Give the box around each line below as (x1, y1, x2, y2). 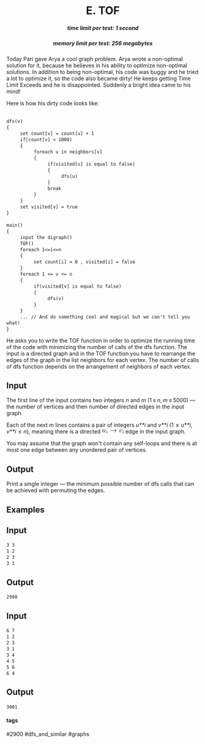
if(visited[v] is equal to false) (33, 283, 122, 289)
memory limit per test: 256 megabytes (53, 40, 153, 47)
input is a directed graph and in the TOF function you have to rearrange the (6, 350, 196, 357)
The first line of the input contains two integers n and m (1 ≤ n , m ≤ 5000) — (6, 397, 196, 404)
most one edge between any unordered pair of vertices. (6, 446, 147, 454)
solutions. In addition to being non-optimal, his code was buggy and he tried (6, 68, 199, 75)
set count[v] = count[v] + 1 (20, 130, 95, 136)
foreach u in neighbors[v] (33, 149, 103, 155)
